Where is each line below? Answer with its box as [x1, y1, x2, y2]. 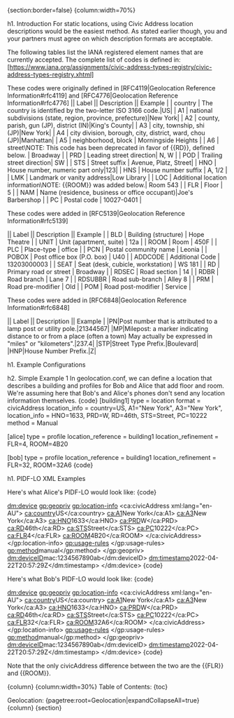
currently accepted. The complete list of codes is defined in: [7, 55, 181, 64]
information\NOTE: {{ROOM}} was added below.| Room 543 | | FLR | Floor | [7, 181, 224, 189]
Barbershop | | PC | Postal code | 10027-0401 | [7, 196, 142, 204]
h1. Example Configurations [7, 360, 86, 369]
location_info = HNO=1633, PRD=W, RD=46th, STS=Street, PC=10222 [7, 412, 207, 419]
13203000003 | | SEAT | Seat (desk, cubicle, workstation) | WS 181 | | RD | [7, 260, 220, 269]
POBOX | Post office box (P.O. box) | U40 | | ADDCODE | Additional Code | [7, 252, 220, 261]
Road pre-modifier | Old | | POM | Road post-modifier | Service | [7, 283, 191, 290]
